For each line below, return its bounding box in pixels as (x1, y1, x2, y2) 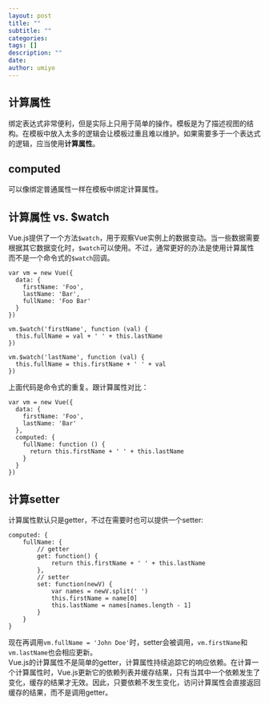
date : (8, 57, 26, 65)
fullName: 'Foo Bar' (22, 298, 91, 306)
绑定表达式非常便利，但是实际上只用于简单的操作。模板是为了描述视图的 (8, 118, 247, 128)
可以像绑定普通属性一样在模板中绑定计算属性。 (8, 184, 163, 194)
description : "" (8, 49, 62, 57)
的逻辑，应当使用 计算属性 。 (8, 138, 100, 148)
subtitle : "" (8, 26, 52, 34)
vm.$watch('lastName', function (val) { (8, 354, 146, 362)
